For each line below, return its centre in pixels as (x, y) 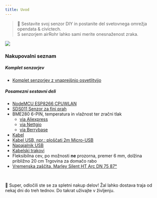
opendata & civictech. (39, 29)
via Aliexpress (34, 119)
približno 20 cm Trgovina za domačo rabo (54, 161)
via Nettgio (30, 125)
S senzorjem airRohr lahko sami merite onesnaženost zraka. (78, 34)
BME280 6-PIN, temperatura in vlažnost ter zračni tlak (67, 114)
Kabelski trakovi (28, 151)
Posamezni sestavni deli (31, 91)
